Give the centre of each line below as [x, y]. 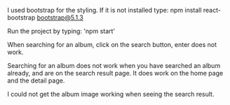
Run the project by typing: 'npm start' [61, 31]
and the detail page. [36, 80]
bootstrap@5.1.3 [60, 17]
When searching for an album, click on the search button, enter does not [112, 44]
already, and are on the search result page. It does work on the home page [115, 73]
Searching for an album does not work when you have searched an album [114, 65]
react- [212, 10]
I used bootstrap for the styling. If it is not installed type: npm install [104, 10]
